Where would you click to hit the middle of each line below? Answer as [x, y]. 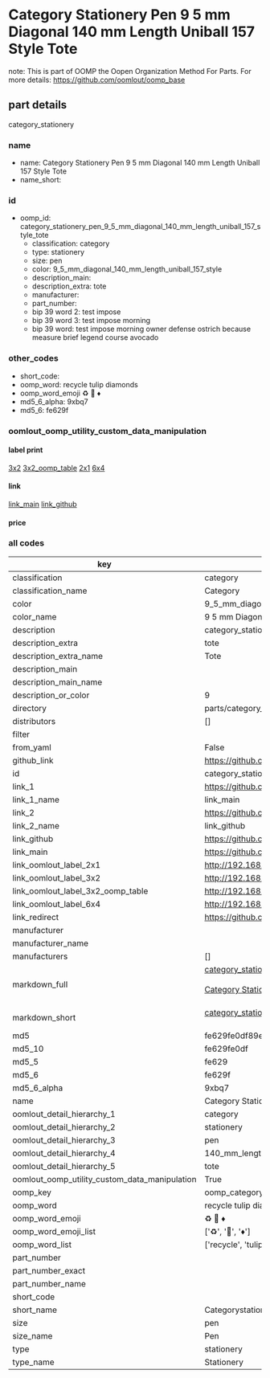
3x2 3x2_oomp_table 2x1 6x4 [57, 468]
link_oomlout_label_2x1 [57, 865]
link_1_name [36, 799]
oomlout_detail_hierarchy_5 [64, 1166]
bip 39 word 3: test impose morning [91, 321]
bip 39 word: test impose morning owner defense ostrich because [141, 329]
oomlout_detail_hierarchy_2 [64, 1127]
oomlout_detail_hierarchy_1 [64, 1114]
